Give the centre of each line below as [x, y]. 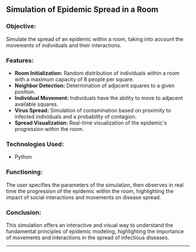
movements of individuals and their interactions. [64, 45]
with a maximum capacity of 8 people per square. [74, 79]
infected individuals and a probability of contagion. [76, 116]
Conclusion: [24, 212]
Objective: [21, 26]
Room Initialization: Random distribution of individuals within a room [97, 73]
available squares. [36, 104]
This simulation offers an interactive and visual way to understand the [90, 225]
